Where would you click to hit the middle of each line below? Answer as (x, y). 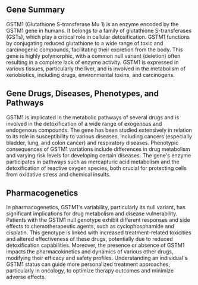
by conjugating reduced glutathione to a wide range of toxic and (85, 43)
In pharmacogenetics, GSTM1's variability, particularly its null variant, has (96, 207)
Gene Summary (36, 10)
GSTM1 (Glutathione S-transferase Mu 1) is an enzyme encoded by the (92, 24)
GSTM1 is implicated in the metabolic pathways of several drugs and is (93, 117)
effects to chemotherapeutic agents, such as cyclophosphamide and (90, 227)
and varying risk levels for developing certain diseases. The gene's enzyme (99, 155)
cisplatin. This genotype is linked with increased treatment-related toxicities (99, 233)
